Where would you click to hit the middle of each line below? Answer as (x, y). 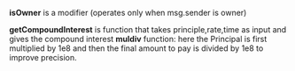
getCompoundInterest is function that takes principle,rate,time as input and (148, 29)
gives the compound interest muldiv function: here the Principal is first (138, 39)
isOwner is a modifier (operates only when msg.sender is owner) (128, 13)
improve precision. (43, 57)
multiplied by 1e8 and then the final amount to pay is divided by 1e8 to (136, 48)
